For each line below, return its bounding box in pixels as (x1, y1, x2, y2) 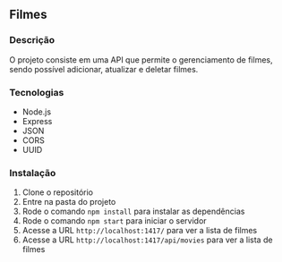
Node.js (21, 106, 52, 117)
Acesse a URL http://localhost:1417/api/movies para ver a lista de (21, 234, 273, 245)
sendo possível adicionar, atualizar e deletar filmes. (9, 63, 199, 74)
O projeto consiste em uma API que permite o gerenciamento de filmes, (9, 54, 273, 65)
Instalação (9, 166, 56, 179)
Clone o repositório (21, 187, 94, 198)
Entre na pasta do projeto (21, 197, 116, 207)
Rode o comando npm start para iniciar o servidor (21, 216, 208, 226)
